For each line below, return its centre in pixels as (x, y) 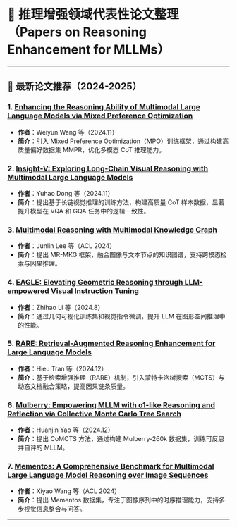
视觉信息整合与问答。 (55, 509)
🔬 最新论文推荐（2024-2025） (75, 86)
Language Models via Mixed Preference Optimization (100, 116)
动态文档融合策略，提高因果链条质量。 (73, 386)
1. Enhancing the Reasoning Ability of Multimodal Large (104, 107)
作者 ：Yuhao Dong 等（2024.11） (66, 193)
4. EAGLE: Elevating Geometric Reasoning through (95, 283)
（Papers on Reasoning (77, 32)
